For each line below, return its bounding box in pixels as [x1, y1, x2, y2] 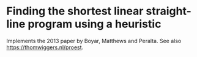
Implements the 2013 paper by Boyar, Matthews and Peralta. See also [6, 37, 182, 44]
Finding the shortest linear [6, 4, 144, 18]
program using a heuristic [27, 17, 162, 31]
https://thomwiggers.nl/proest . [6, 44, 84, 51]
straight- [146, 4, 191, 18]
